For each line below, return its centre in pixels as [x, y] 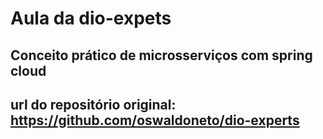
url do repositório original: [93, 104]
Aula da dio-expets [91, 18]
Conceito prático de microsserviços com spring [161, 55]
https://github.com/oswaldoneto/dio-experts [155, 120]
